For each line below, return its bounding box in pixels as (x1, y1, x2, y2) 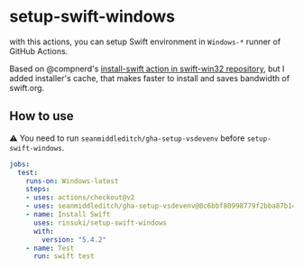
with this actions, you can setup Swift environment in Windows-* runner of (9, 36, 281, 47)
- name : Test (25, 244, 75, 253)
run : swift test (32, 252, 95, 261)
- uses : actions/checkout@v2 (25, 193, 135, 202)
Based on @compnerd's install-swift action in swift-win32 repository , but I (9, 63, 285, 74)
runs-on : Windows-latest (25, 176, 119, 186)
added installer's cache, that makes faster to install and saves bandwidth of (9, 72, 290, 83)
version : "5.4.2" (41, 235, 106, 245)
